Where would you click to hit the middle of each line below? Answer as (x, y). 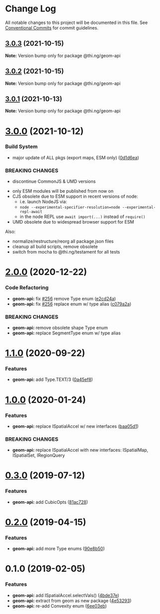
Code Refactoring (27, 288)
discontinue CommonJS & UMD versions (54, 181)
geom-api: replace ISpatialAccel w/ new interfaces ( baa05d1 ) (76, 426)
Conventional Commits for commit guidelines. (52, 27)
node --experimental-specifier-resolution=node (70, 208)
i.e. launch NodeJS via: (43, 202)
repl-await (31, 212)
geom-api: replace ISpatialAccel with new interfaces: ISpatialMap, (80, 450)
